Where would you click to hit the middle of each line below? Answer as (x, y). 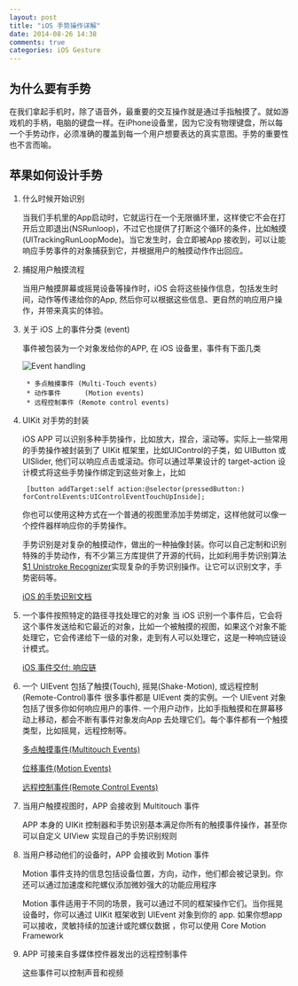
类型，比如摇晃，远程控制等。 (76, 730)
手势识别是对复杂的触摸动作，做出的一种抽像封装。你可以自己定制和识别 (154, 544)
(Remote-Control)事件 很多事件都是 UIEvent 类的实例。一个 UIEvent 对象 (154, 697)
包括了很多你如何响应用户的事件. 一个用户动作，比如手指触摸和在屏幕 (149, 708)
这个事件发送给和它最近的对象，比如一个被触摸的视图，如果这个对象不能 (154, 626)
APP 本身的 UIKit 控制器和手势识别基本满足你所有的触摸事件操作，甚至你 (154, 825)
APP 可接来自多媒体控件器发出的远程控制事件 (105, 953)
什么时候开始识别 (53, 198)
